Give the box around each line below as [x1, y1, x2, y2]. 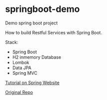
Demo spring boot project [5, 20, 58, 26]
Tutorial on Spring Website [5, 80, 60, 86]
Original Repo [5, 89, 33, 95]
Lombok [12, 59, 30, 65]
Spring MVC [12, 70, 38, 76]
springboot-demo [5, 3, 80, 15]
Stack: [5, 39, 18, 45]
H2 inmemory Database [12, 54, 61, 60]
